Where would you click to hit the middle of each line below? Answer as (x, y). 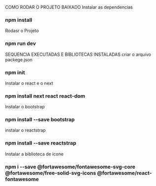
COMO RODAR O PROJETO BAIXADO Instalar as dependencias (69, 7)
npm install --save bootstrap (40, 120)
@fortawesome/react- (124, 173)
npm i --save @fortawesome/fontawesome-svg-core (70, 167)
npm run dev (20, 44)
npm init (15, 72)
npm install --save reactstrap (41, 143)
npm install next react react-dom (45, 96)
